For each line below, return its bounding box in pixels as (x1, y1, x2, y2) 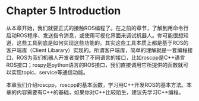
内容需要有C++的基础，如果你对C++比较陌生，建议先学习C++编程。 (16, 89, 184, 96)
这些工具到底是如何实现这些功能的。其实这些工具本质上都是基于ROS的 (16, 39, 189, 46)
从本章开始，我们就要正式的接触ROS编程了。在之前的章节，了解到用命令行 (6, 24, 189, 31)
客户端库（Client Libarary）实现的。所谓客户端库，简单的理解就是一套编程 (6, 46, 188, 54)
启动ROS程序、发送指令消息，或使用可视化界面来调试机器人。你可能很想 (6, 31, 184, 39)
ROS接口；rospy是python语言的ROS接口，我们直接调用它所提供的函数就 (6, 61, 184, 69)
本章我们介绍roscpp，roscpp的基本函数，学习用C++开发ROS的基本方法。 (6, 81, 187, 88)
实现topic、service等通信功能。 (11, 69, 89, 76)
